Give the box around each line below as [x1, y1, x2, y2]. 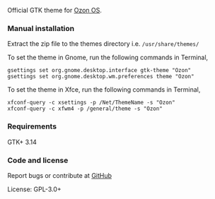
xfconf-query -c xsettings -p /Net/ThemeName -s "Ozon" [7, 99, 175, 107]
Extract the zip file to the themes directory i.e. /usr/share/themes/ [7, 40, 199, 48]
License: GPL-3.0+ [7, 185, 62, 193]
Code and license [7, 155, 69, 165]
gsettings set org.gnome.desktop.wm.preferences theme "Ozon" [7, 73, 194, 80]
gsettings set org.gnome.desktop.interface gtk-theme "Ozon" [7, 67, 192, 74]
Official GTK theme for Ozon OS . [7, 6, 103, 14]
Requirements [7, 121, 57, 131]
